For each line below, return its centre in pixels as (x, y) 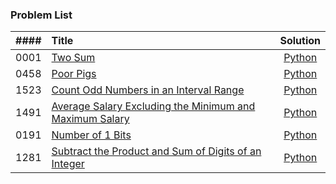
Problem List (41, 15)
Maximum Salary (90, 119)
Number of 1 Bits (91, 135)
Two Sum (73, 58)
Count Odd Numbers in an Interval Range (148, 90)
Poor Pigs (74, 74)
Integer (68, 164)
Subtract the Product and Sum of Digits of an (156, 151)
